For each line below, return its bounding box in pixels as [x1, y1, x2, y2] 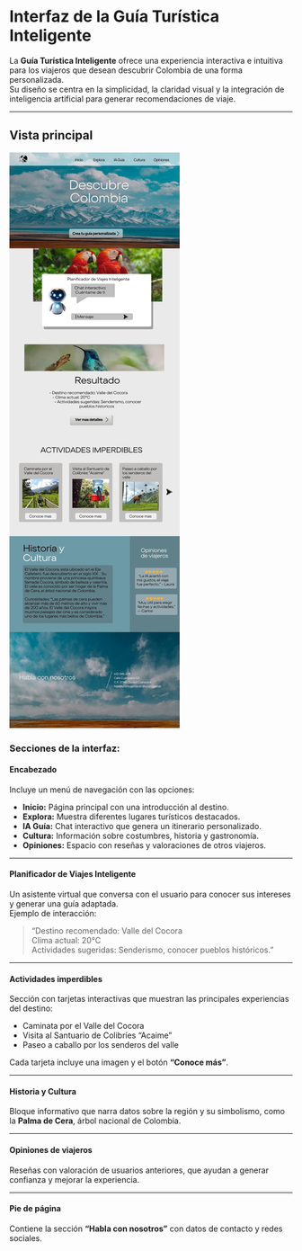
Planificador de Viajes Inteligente [9, 869, 137, 880]
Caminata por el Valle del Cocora [22, 1021, 145, 1032]
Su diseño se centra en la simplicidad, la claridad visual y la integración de [9, 84, 285, 94]
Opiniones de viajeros [9, 1145, 93, 1156]
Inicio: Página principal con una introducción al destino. [22, 801, 229, 812]
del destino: [9, 1003, 53, 1014]
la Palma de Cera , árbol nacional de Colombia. [9, 1115, 182, 1126]
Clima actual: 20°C [31, 935, 102, 946]
